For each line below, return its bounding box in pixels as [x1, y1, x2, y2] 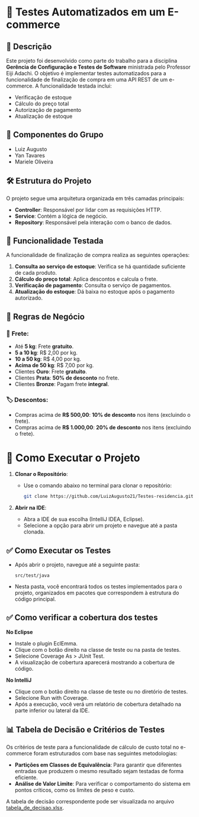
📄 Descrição [6, 41, 52, 52]
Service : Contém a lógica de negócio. [14, 213, 108, 220]
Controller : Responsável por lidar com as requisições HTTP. [14, 206, 162, 213]
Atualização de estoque [14, 112, 73, 120]
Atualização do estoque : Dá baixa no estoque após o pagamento [14, 288, 175, 295]
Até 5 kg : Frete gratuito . [14, 343, 74, 350]
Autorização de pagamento [14, 107, 82, 113]
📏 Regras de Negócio [6, 311, 85, 321]
